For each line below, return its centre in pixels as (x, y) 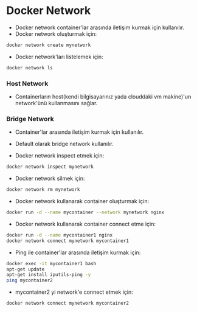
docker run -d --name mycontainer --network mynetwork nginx (85, 213)
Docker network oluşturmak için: (56, 33)
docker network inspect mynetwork (50, 167)
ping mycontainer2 (29, 280)
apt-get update (26, 269)
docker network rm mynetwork (43, 190)
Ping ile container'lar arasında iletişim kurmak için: (78, 252)
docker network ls (29, 68)
